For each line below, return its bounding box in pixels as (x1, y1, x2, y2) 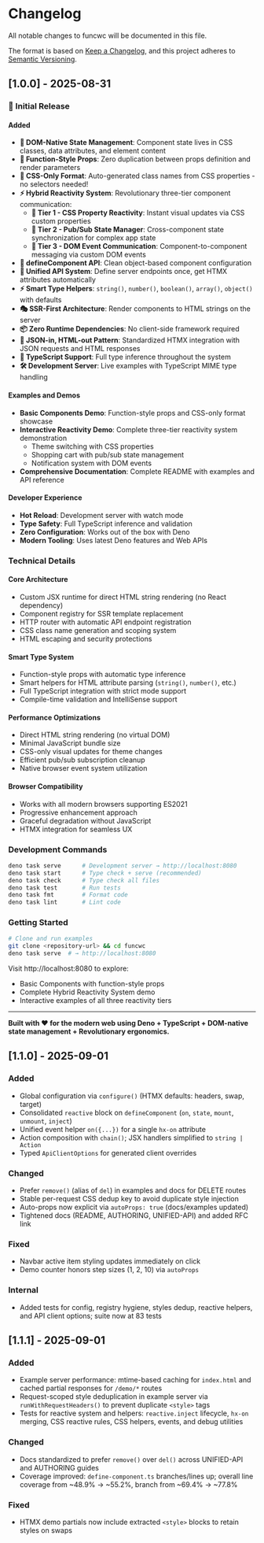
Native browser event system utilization (19, 764, 148, 773)
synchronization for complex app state (31, 233, 156, 242)
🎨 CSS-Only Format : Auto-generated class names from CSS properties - (19, 171, 255, 181)
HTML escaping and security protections (19, 634, 152, 643)
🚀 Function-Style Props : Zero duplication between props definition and (19, 154, 251, 164)
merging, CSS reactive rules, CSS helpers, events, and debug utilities (19, 1417, 244, 1426)
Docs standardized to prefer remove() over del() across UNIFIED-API (19, 1454, 244, 1464)
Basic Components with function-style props (19, 979, 165, 989)
